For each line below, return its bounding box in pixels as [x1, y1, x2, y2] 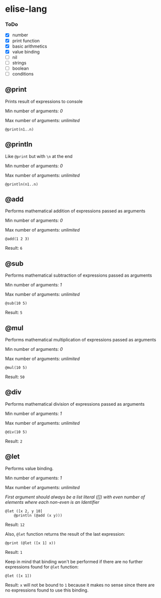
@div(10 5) [5, 429, 27, 435]
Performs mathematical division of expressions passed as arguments [5, 401, 145, 407]
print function [12, 38, 40, 44]
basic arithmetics [12, 43, 48, 49]
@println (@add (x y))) [14, 513, 63, 518]
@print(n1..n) [5, 127, 34, 132]
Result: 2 [5, 438, 23, 444]
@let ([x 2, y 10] [5, 509, 43, 514]
